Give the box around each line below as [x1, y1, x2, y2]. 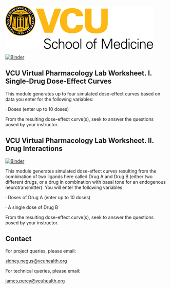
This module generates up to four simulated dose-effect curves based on [5, 90, 161, 97]
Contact [5, 235, 32, 243]
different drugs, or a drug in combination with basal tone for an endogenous [5, 179, 166, 185]
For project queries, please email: [5, 248, 76, 254]
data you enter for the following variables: [5, 96, 94, 102]
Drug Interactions [5, 144, 63, 153]
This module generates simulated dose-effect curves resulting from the [5, 168, 157, 174]
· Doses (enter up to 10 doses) [5, 106, 69, 112]
